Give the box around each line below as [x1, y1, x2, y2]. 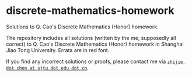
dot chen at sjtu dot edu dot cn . [6, 64, 89, 71]
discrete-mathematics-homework [6, 4, 174, 17]
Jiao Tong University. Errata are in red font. [6, 46, 110, 53]
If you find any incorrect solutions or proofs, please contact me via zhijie [6, 58, 183, 65]
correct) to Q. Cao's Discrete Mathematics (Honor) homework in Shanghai [6, 41, 184, 47]
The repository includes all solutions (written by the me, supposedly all [6, 34, 176, 41]
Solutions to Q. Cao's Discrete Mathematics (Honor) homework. [6, 23, 159, 30]
